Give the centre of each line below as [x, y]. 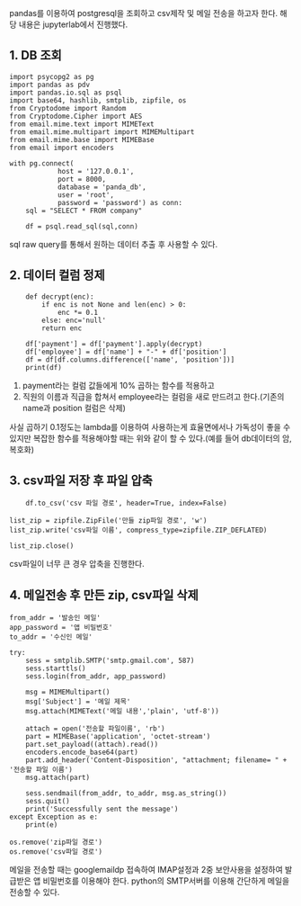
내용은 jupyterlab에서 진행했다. [73, 24]
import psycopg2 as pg [52, 76]
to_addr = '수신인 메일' [51, 637]
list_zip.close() [42, 546]
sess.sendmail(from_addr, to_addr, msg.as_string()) [126, 794]
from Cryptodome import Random [68, 108]
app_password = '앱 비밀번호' [61, 628]
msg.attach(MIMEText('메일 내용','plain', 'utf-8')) [123, 712]
